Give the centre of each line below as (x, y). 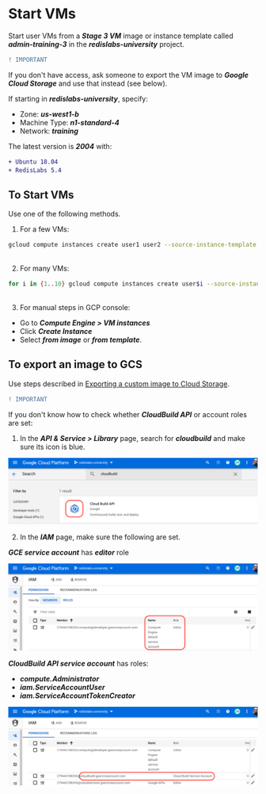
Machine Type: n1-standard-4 (70, 122)
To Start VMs (41, 195)
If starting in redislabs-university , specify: (78, 98)
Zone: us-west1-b (49, 114)
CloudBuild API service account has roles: (78, 663)
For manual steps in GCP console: (75, 307)
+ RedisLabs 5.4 (35, 170)
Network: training (49, 131)
